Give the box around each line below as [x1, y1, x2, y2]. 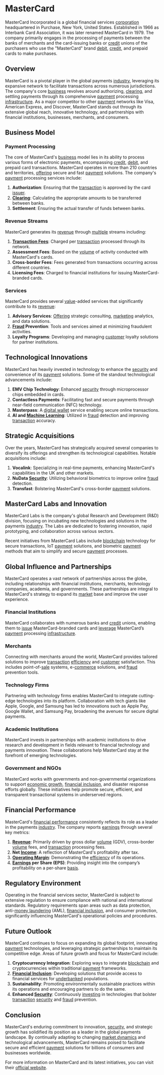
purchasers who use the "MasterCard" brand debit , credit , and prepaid [5, 45, 148, 51]
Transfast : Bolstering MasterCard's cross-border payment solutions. [12, 485, 151, 491]
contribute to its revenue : [5, 304, 56, 310]
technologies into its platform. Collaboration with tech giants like [16, 698, 146, 704]
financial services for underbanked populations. [12, 976, 109, 982]
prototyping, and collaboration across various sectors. [5, 528, 115, 534]
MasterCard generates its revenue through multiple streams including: [5, 229, 146, 235]
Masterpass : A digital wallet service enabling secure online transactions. [12, 407, 160, 413]
